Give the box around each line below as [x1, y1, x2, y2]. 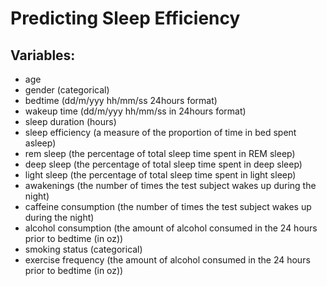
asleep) [24, 137, 57, 149]
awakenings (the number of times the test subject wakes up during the [24, 180, 317, 191]
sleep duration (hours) [24, 116, 117, 127]
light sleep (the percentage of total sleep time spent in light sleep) [24, 169, 297, 181]
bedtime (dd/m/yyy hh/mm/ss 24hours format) [24, 95, 218, 106]
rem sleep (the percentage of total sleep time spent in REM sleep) [24, 148, 296, 159]
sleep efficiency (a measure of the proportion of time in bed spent [24, 127, 297, 138]
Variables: [10, 47, 76, 64]
